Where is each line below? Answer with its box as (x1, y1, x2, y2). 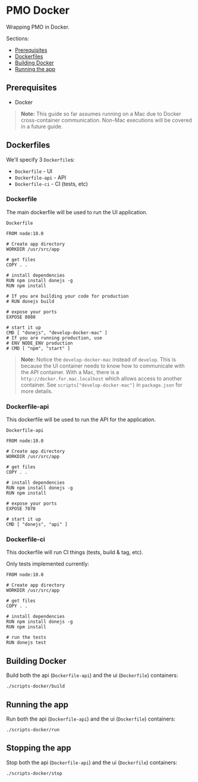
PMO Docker (6, 4, 70, 17)
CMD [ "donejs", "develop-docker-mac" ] (6, 329, 108, 336)
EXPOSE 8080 (6, 314, 36, 320)
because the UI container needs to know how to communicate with (20, 362, 186, 369)
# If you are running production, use (6, 335, 102, 341)
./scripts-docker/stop (6, 770, 62, 776)
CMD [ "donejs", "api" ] (6, 521, 68, 528)
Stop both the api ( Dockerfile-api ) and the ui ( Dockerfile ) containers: (6, 759, 177, 766)
